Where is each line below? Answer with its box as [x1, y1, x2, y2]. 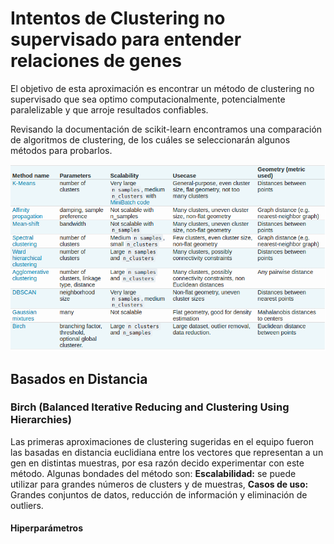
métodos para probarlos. [10, 144, 113, 156]
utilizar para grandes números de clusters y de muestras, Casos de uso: [10, 478, 309, 490]
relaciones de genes [10, 50, 183, 72]
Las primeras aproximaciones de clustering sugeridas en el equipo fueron [10, 435, 315, 447]
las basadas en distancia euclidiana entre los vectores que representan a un [10, 446, 324, 458]
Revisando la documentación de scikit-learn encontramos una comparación [10, 123, 323, 135]
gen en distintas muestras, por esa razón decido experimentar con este [10, 457, 305, 469]
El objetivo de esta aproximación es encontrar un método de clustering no [10, 82, 315, 94]
